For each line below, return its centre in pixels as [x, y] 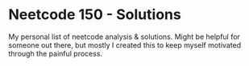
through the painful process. [56, 53]
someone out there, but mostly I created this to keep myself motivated [125, 45]
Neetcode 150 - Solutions [95, 15]
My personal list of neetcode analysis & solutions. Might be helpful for [124, 37]
